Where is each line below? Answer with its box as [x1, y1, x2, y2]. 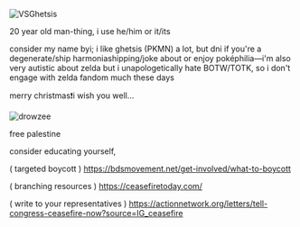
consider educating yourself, [9, 146, 117, 157]
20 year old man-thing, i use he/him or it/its [9, 26, 171, 36]
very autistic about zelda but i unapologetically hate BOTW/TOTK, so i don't [9, 63, 291, 73]
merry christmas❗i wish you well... [9, 90, 135, 101]
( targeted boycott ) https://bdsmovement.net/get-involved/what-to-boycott [9, 163, 292, 174]
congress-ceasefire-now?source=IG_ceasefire [9, 208, 183, 218]
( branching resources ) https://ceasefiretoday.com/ [9, 181, 203, 191]
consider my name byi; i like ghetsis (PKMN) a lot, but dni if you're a [9, 43, 262, 54]
